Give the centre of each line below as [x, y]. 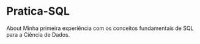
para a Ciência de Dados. [38, 34]
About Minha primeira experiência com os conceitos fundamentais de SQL [100, 28]
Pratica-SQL [38, 11]
